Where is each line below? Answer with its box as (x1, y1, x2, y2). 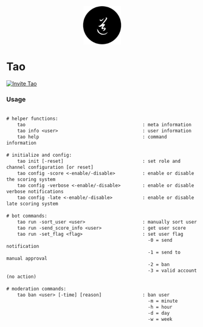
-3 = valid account (148, 267, 198, 274)
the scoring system (6, 176, 56, 183)
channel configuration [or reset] (6, 164, 94, 171)
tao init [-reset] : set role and (17, 158, 181, 165)
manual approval (6, 255, 47, 262)
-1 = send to (148, 249, 181, 256)
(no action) (6, 274, 36, 280)
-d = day (148, 310, 170, 317)
